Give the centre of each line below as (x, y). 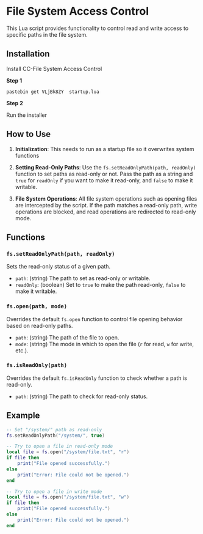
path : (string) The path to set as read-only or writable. (83, 278)
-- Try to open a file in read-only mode (60, 447)
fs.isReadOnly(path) (37, 365)
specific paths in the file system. (47, 34)
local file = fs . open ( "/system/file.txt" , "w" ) (68, 497)
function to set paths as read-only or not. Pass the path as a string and (104, 174)
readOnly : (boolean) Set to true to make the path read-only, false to (100, 285)
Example (23, 416)
